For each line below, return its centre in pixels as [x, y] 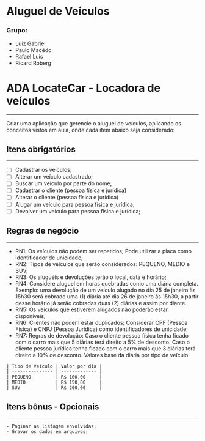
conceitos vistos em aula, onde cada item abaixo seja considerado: [91, 130]
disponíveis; [30, 316]
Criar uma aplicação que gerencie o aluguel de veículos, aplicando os [94, 124]
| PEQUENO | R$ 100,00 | [54, 377]
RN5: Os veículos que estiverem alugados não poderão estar [92, 309]
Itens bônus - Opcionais [53, 406]
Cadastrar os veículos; [43, 170]
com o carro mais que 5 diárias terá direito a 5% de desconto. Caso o [103, 342]
